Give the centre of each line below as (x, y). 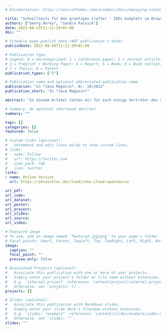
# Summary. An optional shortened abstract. (52, 109)
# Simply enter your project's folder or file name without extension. (83, 277)
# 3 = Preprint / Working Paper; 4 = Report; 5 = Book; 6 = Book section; (84, 64)
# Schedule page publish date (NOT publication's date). (65, 41)
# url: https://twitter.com (36, 159)
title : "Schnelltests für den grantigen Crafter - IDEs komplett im (77, 18)
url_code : (15, 195)
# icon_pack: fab (25, 163)
